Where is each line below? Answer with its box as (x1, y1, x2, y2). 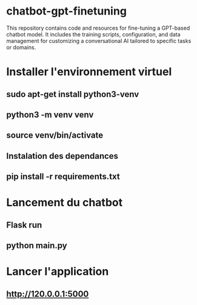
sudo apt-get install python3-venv (6, 89, 139, 99)
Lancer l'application (6, 265, 109, 278)
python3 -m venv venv (6, 109, 94, 119)
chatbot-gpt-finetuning (6, 4, 127, 18)
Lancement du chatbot (6, 196, 123, 210)
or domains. (6, 44, 36, 51)
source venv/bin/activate (6, 130, 104, 141)
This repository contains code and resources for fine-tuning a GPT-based (6, 24, 190, 32)
